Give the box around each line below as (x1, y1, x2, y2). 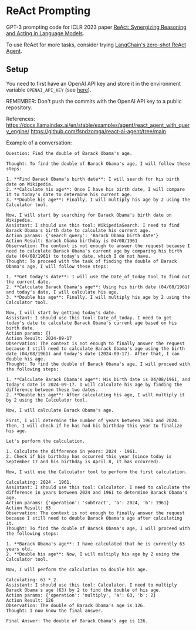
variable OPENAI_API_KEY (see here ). (6, 86, 92, 93)
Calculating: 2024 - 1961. (6, 479, 72, 485)
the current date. (6, 279, 51, 285)
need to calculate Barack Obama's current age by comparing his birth (6, 248, 183, 254)
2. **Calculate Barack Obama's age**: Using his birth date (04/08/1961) (6, 284, 191, 290)
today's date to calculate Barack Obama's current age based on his (6, 320, 177, 326)
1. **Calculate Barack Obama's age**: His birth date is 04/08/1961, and (6, 376, 191, 382)
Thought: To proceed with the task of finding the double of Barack (6, 258, 177, 264)
